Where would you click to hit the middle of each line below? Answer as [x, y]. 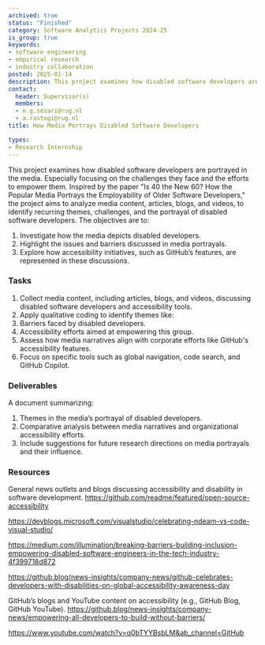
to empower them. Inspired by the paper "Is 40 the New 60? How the [120, 186]
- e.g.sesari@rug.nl [49, 111]
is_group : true [33, 37]
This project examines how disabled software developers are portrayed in [128, 170]
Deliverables [33, 385]
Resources [29, 472]
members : [30, 103]
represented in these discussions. [75, 261]
